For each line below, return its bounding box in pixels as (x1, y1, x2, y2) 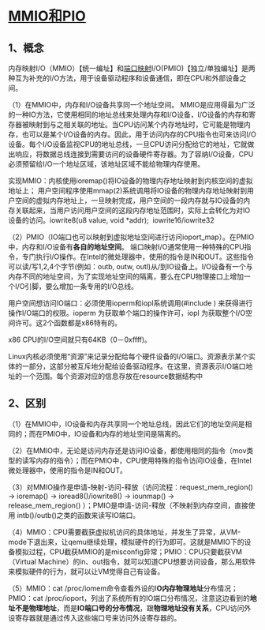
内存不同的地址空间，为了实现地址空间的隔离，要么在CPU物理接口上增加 (8, 272, 244, 281)
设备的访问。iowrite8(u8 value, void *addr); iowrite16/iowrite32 (8, 216, 215, 225)
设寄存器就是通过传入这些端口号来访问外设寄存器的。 (8, 613, 181, 622)
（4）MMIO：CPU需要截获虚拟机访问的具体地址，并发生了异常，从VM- (8, 527, 241, 537)
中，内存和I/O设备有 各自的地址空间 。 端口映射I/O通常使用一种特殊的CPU (8, 242, 244, 251)
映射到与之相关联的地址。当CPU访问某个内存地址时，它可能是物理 (28, 120, 244, 129)
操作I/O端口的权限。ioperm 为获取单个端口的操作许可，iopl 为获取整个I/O (8, 309, 246, 317)
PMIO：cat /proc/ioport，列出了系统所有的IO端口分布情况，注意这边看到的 (8, 593, 250, 602)
